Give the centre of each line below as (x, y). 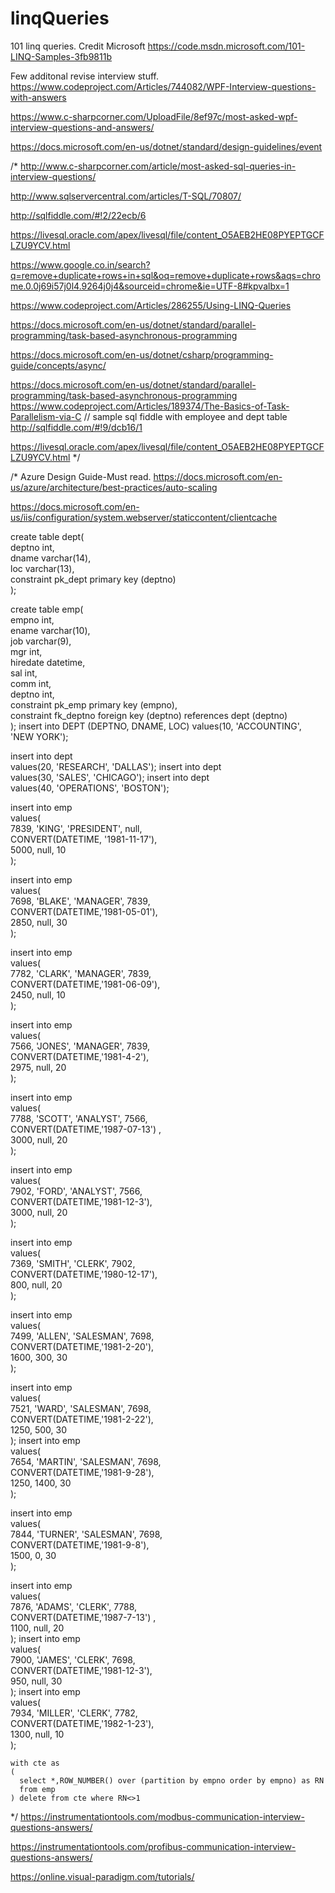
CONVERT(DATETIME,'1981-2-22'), (82, 1419)
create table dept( (47, 536)
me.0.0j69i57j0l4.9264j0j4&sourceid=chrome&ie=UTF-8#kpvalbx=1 (150, 286)
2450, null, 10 (38, 994)
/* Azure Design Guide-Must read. (81, 476)
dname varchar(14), (51, 558)
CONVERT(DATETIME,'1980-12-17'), (84, 1274)
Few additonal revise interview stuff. (85, 76)
